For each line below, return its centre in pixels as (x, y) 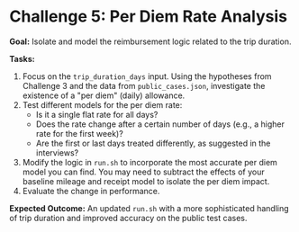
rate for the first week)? (79, 133)
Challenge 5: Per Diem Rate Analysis (149, 17)
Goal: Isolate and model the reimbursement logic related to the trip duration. (150, 41)
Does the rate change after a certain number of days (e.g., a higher (160, 124)
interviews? (57, 152)
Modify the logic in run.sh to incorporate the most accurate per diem (149, 162)
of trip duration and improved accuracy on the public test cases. (128, 218)
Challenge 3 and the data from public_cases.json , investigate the (144, 85)
